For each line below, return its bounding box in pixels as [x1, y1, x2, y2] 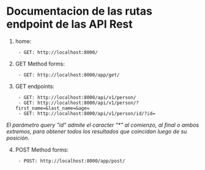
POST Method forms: [15, 146, 69, 153]
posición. [6, 134, 29, 141]
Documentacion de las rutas [6, 4, 153, 18]
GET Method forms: [15, 60, 65, 67]
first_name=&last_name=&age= [15, 105, 90, 111]
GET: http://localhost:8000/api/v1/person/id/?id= [23, 110, 155, 117]
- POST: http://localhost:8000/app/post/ [18, 158, 125, 164]
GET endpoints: [15, 83, 55, 90]
